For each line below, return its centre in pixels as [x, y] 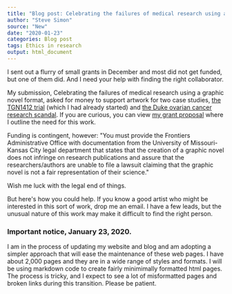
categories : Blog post [40, 39]
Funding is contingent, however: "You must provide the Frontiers [99, 135]
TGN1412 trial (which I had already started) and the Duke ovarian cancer [109, 107]
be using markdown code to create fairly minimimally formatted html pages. [115, 269]
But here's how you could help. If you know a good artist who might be [108, 199]
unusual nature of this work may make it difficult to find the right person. [110, 213]
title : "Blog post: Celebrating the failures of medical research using [114, 13]
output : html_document [40, 53]
